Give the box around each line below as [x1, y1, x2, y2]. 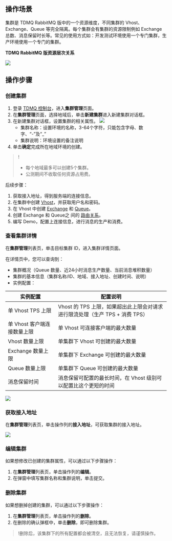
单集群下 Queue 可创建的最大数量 [58, 364, 139, 372]
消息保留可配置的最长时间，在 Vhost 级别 [58, 374, 157, 381]
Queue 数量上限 [8, 364, 46, 372]
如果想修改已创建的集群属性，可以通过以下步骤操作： [5, 458, 118, 464]
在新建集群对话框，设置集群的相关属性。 [12, 118, 98, 124]
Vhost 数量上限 [8, 338, 45, 345]
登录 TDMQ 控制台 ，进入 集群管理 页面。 [12, 105, 97, 111]
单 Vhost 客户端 [8, 320, 46, 327]
